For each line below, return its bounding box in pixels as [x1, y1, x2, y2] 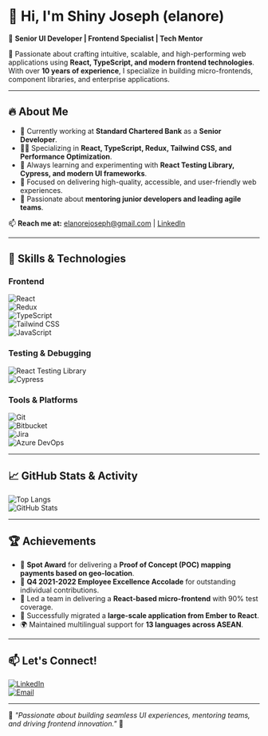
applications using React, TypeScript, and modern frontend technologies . [8, 57, 255, 67]
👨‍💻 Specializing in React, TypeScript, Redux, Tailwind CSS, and [19, 143, 232, 152]
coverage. [19, 602, 53, 612]
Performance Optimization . [19, 152, 112, 161]
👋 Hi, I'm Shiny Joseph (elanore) [8, 7, 225, 26]
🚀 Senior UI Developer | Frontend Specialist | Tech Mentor [8, 33, 203, 43]
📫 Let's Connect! [8, 654, 97, 668]
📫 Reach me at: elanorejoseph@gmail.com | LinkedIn [8, 218, 186, 228]
